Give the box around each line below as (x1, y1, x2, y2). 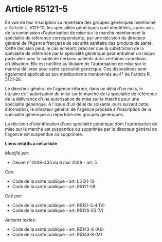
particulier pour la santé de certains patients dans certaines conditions (5, 55, 147, 61)
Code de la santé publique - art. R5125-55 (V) (12, 207, 104, 213)
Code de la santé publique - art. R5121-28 (12, 183, 96, 189)
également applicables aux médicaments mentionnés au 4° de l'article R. (5, 71, 151, 77)
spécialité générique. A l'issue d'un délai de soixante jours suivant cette (5, 101, 149, 107)
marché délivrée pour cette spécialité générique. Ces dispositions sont (5, 66, 147, 71)
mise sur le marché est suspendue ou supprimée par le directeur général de (5, 126, 157, 132)
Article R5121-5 (5, 3, 68, 15)
